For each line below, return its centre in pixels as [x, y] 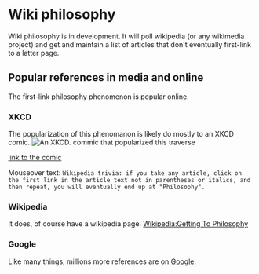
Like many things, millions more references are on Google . [102, 261]
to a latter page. [34, 53]
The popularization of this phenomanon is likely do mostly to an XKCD [121, 134]
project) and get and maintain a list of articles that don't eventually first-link [130, 44]
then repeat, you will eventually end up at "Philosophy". [107, 187]
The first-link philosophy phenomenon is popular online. [99, 97]
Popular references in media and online [106, 77]
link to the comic [35, 158]
